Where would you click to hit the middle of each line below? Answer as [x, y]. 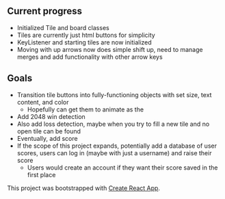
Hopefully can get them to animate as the [85, 109]
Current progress [45, 11]
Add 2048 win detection [51, 116]
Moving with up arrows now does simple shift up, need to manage [110, 49]
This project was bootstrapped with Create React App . [84, 188]
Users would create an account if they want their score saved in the [122, 168]
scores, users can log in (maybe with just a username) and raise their [114, 152]
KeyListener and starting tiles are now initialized [84, 42]
